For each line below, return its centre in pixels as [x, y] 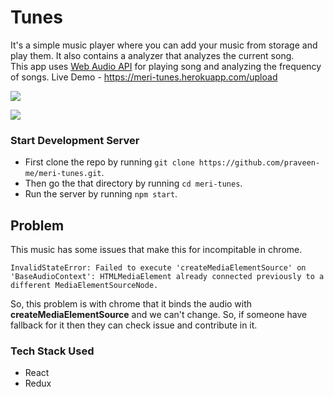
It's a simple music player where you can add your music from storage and [164, 45]
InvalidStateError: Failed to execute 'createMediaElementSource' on [158, 268]
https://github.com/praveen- [259, 163]
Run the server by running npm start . [101, 194]
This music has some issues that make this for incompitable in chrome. [156, 250]
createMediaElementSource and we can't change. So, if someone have [159, 315]
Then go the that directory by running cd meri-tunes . [133, 183]
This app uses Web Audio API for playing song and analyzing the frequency [166, 66]
